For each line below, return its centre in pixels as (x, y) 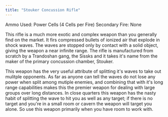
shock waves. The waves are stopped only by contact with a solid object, (82, 45)
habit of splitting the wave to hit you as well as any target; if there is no (79, 98)
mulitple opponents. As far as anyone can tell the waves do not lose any (80, 76)
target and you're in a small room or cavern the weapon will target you (79, 104)
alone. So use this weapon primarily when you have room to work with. (79, 109)
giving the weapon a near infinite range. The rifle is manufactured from (79, 50)
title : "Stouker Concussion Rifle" (43, 10)
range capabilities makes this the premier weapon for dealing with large (80, 87)
